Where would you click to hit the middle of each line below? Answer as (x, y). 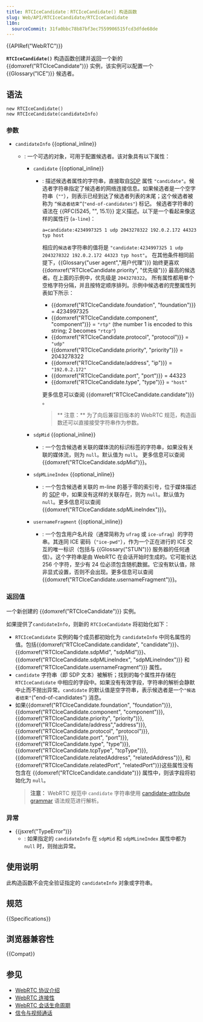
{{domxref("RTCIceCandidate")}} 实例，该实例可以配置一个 (80, 66)
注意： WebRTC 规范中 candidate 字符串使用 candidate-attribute (110, 793)
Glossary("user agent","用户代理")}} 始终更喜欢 (121, 263)
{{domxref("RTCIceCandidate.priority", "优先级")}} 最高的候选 (118, 270)
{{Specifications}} (29, 919)
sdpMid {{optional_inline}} (64, 435)
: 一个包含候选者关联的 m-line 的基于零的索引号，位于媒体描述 (119, 487)
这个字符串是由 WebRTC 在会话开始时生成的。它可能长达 (126, 557)
